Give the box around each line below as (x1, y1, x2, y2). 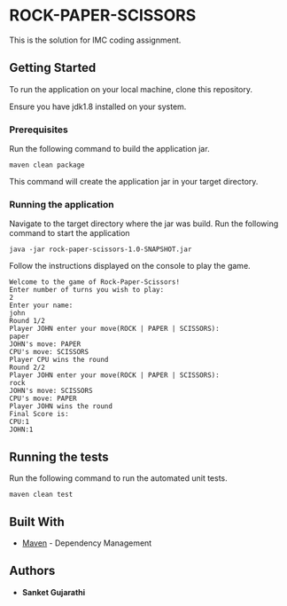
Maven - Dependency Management (21, 538, 152, 548)
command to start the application (9, 228, 130, 239)
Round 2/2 (9, 363, 46, 373)
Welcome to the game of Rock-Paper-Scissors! (9, 278, 180, 287)
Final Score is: (9, 410, 69, 419)
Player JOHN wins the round (9, 402, 113, 411)
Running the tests (9, 449, 109, 464)
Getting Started (9, 60, 97, 75)
